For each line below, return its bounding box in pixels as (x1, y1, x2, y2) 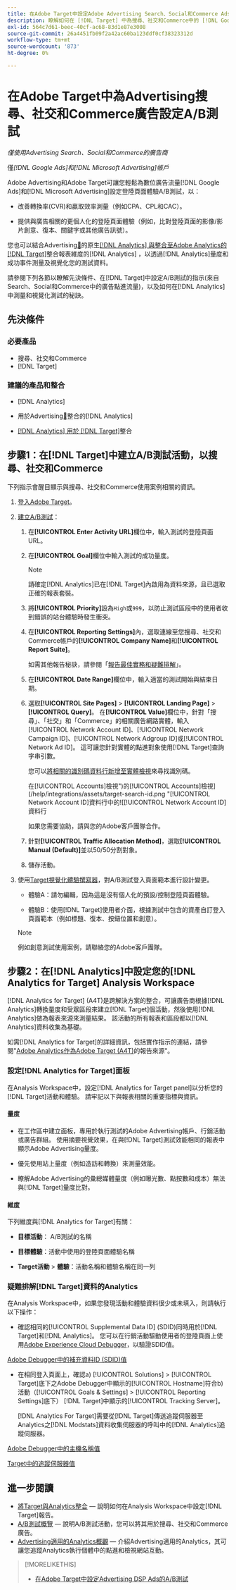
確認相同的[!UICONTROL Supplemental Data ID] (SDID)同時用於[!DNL (17, 1323, 218, 1331)
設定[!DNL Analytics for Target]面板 (7, 1066, 130, 1076)
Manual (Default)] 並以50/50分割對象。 (27, 845, 142, 853)
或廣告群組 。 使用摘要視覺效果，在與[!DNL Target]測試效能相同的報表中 (17, 1135, 225, 1144)
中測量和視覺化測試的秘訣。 (7, 290, 88, 300)
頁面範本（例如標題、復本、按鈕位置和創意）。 (27, 914, 161, 923)
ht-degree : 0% (7, 50, 49, 57)
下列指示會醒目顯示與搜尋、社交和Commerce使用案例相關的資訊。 (7, 482, 199, 491)
